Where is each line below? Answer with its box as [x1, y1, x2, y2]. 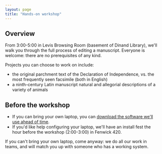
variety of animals [12, 87, 49, 92]
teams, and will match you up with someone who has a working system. [5, 144, 149, 150]
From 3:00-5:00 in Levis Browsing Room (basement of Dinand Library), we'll [5, 42, 158, 48]
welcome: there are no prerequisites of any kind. [5, 53, 102, 59]
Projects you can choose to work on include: [5, 62, 94, 68]
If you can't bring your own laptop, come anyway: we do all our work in [5, 139, 147, 144]
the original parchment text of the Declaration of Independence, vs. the [12, 71, 154, 77]
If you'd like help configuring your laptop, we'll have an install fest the [12, 124, 151, 130]
